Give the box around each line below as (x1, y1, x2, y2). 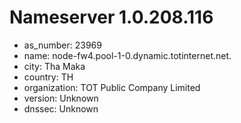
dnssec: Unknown (23, 102, 99, 115)
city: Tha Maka (23, 60, 86, 72)
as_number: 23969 (23, 39, 102, 51)
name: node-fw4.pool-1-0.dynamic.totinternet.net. (23, 49, 232, 61)
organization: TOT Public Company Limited (23, 81, 201, 93)
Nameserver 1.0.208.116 (9, 6, 214, 29)
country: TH (23, 71, 74, 83)
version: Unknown (23, 92, 99, 104)
